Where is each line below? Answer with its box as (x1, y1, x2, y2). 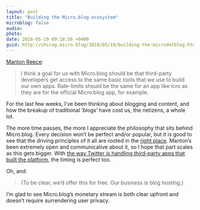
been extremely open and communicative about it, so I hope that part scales (6, 143, 193, 151)
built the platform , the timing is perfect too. (6, 156, 111, 163)
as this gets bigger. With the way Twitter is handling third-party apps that (6, 149, 186, 156)
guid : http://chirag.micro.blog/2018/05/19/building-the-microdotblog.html (6, 42, 198, 48)
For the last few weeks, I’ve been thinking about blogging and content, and (6, 100, 189, 107)
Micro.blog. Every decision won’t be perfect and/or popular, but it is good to (6, 130, 192, 137)
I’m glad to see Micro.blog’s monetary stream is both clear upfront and (6, 190, 179, 198)
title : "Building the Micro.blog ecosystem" (6, 14, 118, 20)
